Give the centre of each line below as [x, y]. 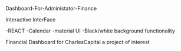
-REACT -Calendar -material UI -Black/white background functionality [90, 31]
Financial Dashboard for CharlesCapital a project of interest [78, 42]
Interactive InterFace [31, 19]
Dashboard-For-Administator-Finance [51, 8]
